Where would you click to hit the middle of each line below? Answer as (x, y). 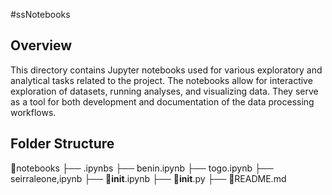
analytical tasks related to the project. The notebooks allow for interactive (161, 80)
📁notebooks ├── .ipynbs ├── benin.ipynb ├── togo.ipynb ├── (142, 168)
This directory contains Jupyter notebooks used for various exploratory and (166, 70)
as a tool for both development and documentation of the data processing (162, 101)
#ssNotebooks (40, 14)
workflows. (33, 112)
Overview (41, 45)
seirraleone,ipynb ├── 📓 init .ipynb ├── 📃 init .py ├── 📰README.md (148, 178)
